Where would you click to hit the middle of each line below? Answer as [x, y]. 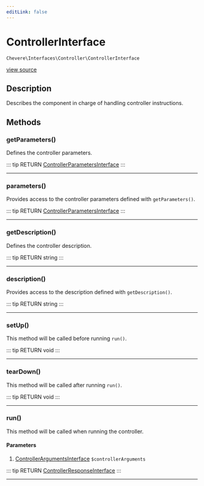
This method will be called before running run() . [67, 338]
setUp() [18, 325]
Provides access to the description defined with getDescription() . [89, 292]
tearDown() [24, 372]
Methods [24, 122]
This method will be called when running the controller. [75, 431]
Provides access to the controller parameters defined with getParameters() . [101, 199]
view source [22, 69]
